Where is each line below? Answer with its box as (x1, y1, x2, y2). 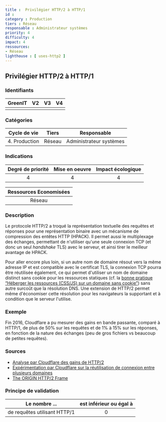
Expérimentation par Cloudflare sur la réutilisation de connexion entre (12, 364, 155, 370)
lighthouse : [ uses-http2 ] (5, 53, 66, 59)
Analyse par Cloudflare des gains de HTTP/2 (12, 359, 104, 365)
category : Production (5, 16, 52, 21)
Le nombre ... (25, 400, 57, 407)
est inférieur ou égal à (79, 400, 133, 407)
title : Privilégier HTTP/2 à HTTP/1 (5, 7, 85, 12)
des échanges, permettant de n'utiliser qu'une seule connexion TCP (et (5, 239, 152, 245)
